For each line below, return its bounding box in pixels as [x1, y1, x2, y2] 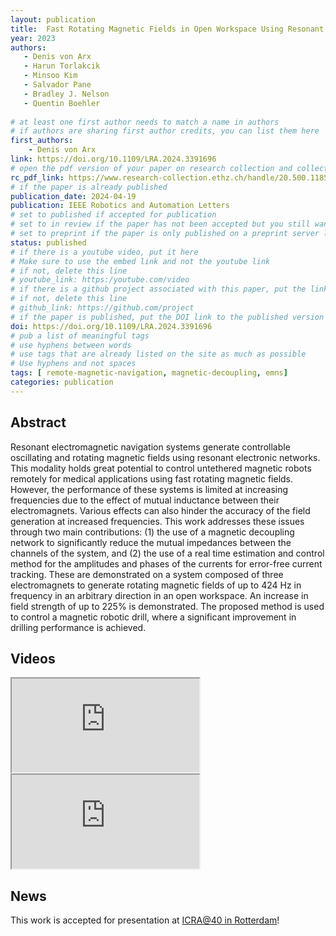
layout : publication [10, 14, 97, 25]
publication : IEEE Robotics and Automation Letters [10, 201, 230, 211]
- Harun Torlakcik [23, 61, 101, 71]
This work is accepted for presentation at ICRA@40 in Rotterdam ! [10, 914, 280, 926]
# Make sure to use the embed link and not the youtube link [10, 256, 271, 266]
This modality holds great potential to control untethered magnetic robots [10, 462, 312, 474]
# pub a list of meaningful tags [10, 331, 150, 341]
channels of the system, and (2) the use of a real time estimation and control [10, 547, 325, 559]
